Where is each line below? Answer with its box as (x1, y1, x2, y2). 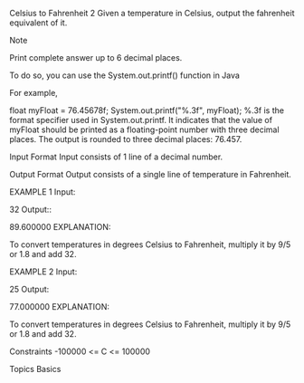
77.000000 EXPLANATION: (9, 302, 110, 311)
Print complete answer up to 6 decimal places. (9, 53, 183, 62)
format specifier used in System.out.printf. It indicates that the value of (9, 115, 273, 125)
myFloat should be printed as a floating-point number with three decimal (9, 124, 280, 135)
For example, (9, 88, 59, 98)
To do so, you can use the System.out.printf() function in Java (9, 70, 240, 81)
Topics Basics (9, 364, 62, 374)
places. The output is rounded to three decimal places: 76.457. (9, 134, 242, 144)
